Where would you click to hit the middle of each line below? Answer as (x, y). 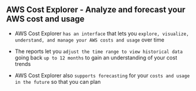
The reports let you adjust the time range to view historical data (99, 51)
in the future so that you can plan (58, 81)
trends (23, 64)
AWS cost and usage (45, 19)
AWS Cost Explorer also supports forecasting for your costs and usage (102, 75)
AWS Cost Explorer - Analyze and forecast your (96, 10)
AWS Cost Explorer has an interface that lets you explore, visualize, (102, 33)
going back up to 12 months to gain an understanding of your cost (96, 57)
